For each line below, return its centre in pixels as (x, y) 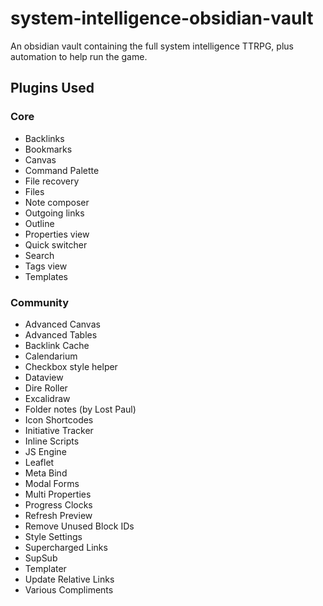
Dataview (44, 377)
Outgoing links (54, 213)
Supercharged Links (66, 547)
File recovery (52, 181)
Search (39, 255)
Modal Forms (52, 483)
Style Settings (53, 536)
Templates (46, 276)
